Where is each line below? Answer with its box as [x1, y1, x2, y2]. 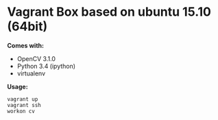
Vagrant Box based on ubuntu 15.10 [7, 4, 211, 20]
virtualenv [16, 69, 46, 77]
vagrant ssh [7, 101, 41, 108]
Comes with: [7, 41, 45, 49]
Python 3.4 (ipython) [16, 62, 76, 70]
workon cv [7, 108, 36, 115]
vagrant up [7, 95, 38, 103]
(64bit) [7, 19, 48, 34]
